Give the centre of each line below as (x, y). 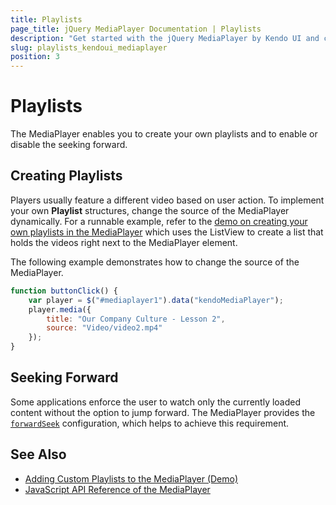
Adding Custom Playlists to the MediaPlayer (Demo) (131, 478)
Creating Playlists (66, 176)
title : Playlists (46, 19)
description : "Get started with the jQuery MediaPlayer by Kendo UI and (165, 38)
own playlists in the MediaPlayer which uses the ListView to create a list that (167, 232)
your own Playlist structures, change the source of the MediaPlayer (150, 210)
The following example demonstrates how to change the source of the (155, 262)
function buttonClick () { (64, 291)
